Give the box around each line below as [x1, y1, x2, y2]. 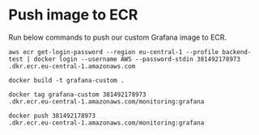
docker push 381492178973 [8, 112, 96, 120]
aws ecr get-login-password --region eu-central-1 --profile [8, 48, 219, 56]
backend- [222, 48, 252, 56]
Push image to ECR [8, 6, 138, 24]
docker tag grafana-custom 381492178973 [8, 91, 147, 99]
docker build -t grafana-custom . [8, 76, 125, 84]
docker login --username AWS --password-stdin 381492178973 [33, 55, 241, 63]
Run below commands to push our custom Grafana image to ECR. [8, 32, 227, 42]
